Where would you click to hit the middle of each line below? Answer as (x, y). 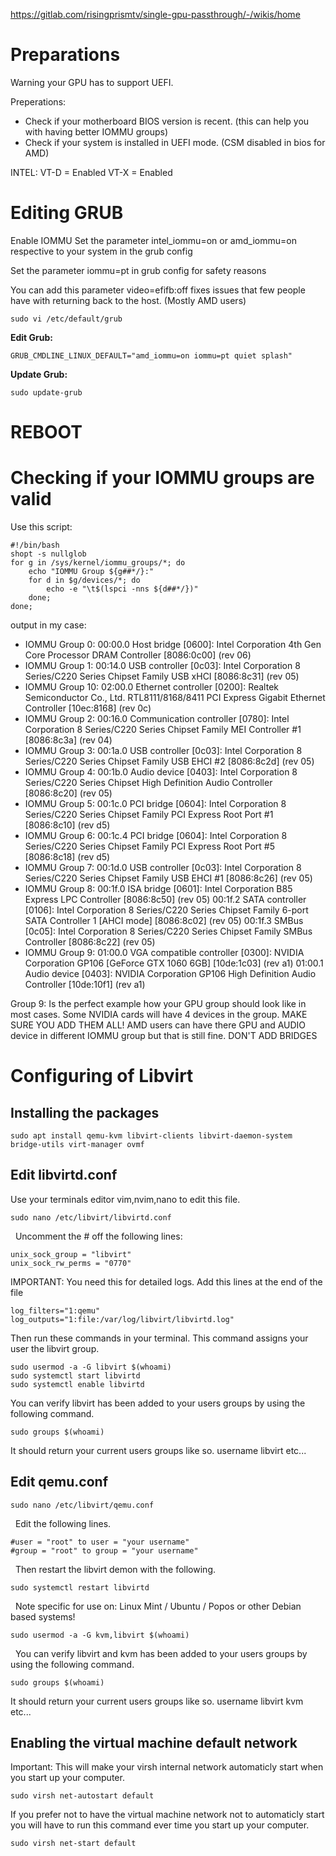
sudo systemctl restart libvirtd (80, 1587)
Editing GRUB (67, 213)
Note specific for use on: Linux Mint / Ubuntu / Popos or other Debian (158, 1606)
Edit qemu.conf (59, 1482)
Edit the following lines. (63, 1523)
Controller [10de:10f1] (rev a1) (85, 984)
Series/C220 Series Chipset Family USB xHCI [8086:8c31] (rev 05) (162, 676)
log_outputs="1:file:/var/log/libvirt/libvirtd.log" (122, 1319)
